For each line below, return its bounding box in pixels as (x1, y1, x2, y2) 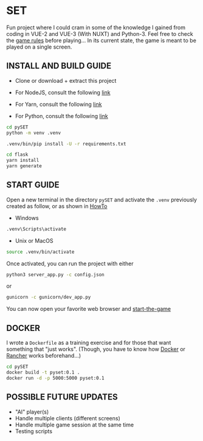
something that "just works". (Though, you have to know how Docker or (6, 346, 185, 353)
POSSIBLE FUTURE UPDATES (6, 392, 118, 402)
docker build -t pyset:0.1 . (6, 369, 80, 375)
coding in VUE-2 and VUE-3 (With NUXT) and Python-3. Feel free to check (6, 30, 193, 37)
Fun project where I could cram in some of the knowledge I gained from (6, 24, 185, 31)
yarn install (6, 158, 40, 164)
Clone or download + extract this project (15, 77, 117, 84)
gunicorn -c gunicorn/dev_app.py (6, 294, 91, 300)
